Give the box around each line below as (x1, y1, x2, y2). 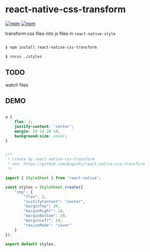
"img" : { (14, 189, 33, 195)
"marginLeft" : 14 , (23, 218, 63, 223)
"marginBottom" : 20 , (23, 213, 67, 218)
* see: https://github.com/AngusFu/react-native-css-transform (7, 162, 145, 167)
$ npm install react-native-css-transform (5, 44, 97, 50)
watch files (5, 82, 29, 88)
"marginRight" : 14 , (23, 209, 65, 214)
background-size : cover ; (14, 133, 67, 139)
